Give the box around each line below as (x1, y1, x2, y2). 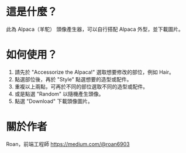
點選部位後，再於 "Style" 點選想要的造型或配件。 (14, 76, 132, 83)
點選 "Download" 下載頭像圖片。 (14, 97, 94, 105)
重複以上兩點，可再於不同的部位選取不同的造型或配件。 (14, 83, 148, 90)
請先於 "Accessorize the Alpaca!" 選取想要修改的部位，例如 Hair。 (14, 68, 174, 76)
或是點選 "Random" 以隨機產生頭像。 (14, 90, 104, 97)
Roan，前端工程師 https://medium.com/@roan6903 (6, 140, 130, 147)
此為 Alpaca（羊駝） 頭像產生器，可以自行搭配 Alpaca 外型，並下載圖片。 (6, 26, 184, 33)
